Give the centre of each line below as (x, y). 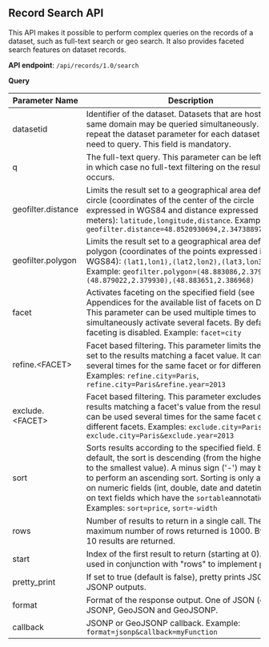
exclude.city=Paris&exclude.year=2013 (160, 435)
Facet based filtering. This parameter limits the (174, 346)
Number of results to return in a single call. (166, 520)
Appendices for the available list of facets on (170, 302)
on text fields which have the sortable (158, 498)
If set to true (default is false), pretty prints (166, 576)
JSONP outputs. (116, 587)
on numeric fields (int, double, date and (160, 487)
